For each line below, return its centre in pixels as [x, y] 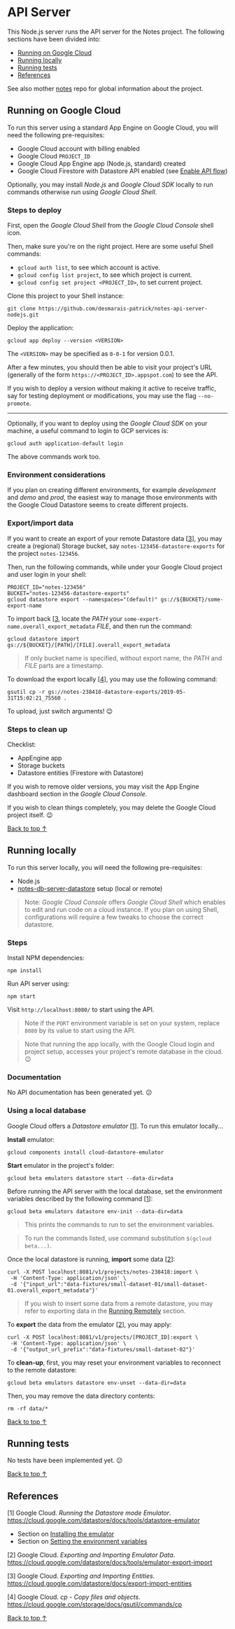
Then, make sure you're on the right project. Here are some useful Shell [111, 247]
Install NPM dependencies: [46, 958]
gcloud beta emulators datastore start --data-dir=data [90, 1178]
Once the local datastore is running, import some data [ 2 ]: [91, 1259]
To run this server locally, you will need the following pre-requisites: [105, 867]
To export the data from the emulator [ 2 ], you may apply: [90, 1324]
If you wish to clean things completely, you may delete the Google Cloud [112, 807]
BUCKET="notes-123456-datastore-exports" [69, 593]
